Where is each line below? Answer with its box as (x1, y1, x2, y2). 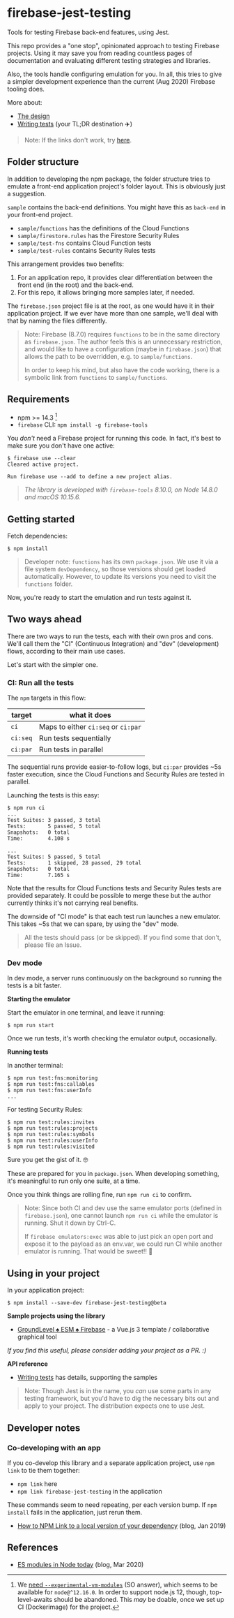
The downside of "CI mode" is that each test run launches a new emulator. (7, 913, 221, 921)
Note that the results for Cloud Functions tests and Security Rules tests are (7, 884, 221, 892)
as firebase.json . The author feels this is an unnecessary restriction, (24, 337, 223, 346)
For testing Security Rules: (7, 1105, 84, 1114)
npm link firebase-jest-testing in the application (17, 1487, 162, 1495)
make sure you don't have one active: (7, 441, 115, 450)
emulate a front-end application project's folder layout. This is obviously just (7, 182, 226, 190)
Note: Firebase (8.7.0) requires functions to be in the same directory (24, 330, 221, 338)
